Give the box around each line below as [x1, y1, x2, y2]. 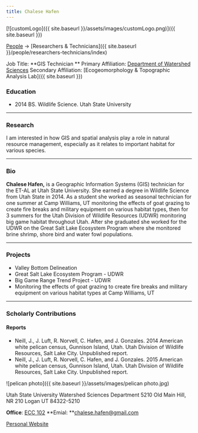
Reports [6, 324, 27, 331]
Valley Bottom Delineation [14, 264, 78, 271]
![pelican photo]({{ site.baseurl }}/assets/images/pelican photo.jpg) [6, 379, 170, 386]
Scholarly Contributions [6, 309, 77, 318]
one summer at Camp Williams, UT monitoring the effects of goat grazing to [6, 199, 190, 206]
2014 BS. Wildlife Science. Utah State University [14, 101, 131, 108]
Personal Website [6, 420, 49, 427]
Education [6, 87, 37, 95]
